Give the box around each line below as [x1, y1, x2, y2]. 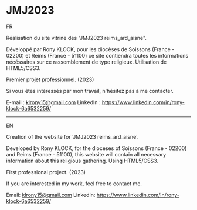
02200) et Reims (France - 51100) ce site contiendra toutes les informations [6, 52, 189, 59]
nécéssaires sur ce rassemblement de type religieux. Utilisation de [6, 58, 167, 65]
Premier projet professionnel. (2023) [6, 76, 94, 83]
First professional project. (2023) [6, 168, 86, 175]
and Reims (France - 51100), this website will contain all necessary [6, 151, 167, 158]
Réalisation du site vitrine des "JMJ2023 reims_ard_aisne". [6, 34, 147, 41]
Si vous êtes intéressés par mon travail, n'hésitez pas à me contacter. [6, 87, 174, 94]
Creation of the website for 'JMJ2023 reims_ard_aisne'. [6, 133, 139, 140]
